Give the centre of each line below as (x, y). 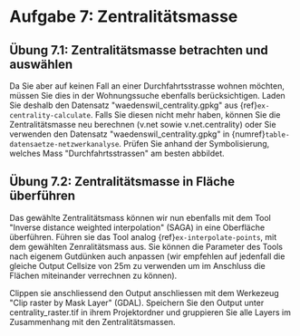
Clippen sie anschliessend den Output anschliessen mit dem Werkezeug (144, 293)
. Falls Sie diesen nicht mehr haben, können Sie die (185, 115)
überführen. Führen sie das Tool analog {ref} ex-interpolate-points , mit (143, 236)
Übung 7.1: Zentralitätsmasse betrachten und (139, 50)
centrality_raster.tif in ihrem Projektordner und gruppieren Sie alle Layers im (150, 312)
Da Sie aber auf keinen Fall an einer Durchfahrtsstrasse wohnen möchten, (147, 86)
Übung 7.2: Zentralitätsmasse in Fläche (122, 182)
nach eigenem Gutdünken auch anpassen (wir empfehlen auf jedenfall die (147, 256)
